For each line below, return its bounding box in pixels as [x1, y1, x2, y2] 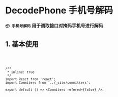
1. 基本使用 [5, 40, 39, 48]
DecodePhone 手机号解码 [5, 5, 113, 16]
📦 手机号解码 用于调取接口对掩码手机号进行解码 [5, 22, 103, 29]
